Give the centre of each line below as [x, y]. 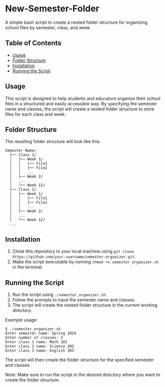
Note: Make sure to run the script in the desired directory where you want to [83, 375]
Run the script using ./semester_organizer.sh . [60, 294]
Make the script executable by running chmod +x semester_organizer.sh [85, 262]
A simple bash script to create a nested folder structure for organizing [76, 22]
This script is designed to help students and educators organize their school [83, 98]
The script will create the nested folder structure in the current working [85, 305]
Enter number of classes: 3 [34, 338]
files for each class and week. [36, 114]
